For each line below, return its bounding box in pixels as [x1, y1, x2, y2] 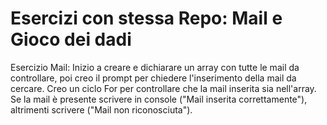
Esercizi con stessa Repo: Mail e [10, 7, 283, 30]
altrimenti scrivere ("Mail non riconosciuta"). [10, 103, 193, 116]
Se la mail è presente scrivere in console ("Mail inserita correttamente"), [10, 93, 308, 105]
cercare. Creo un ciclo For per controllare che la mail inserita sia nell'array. [10, 82, 317, 94]
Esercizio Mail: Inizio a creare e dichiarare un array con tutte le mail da [10, 61, 300, 73]
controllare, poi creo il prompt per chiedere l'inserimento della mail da [10, 72, 297, 84]
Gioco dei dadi [10, 28, 132, 51]
